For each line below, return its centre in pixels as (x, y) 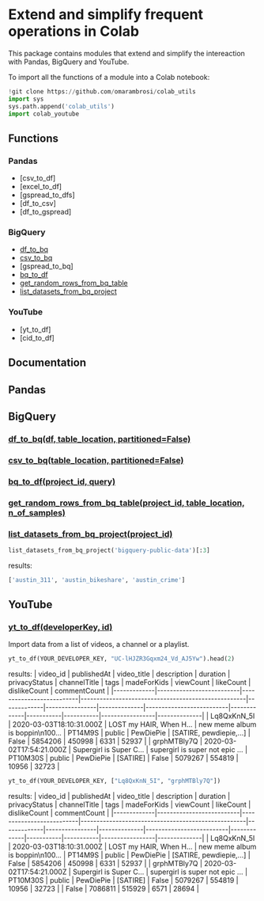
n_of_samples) (37, 512)
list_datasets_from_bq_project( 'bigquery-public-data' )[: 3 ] (109, 550)
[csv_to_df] (38, 178)
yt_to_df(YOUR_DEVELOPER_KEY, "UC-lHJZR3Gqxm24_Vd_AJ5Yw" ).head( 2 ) (122, 659)
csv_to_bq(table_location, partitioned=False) (96, 460)
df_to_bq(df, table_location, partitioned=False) (100, 439)
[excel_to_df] (40, 187)
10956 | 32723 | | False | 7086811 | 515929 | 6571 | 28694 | (104, 889)
